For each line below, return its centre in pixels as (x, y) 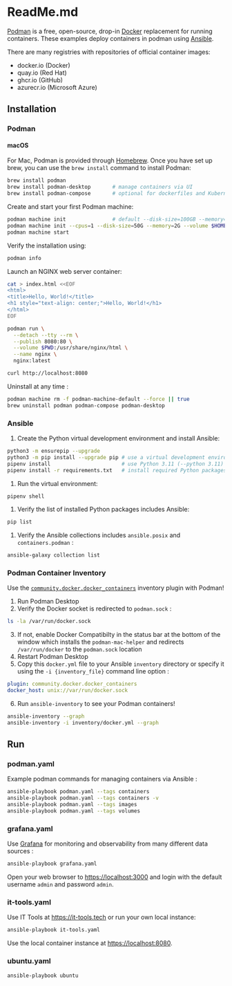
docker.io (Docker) (43, 65)
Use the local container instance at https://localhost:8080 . (90, 943)
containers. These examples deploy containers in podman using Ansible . (110, 38)
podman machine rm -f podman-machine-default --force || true (98, 399)
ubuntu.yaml (29, 961)
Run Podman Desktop (48, 602)
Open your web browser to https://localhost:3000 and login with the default (115, 877)
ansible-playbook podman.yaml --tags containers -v (83, 798)
